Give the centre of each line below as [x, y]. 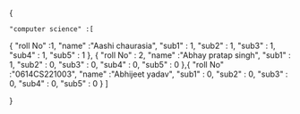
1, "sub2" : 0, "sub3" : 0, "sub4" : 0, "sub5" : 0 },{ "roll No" [116, 65]
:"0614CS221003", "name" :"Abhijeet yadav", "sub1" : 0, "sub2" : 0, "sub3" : [149, 74]
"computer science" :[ [51, 29]
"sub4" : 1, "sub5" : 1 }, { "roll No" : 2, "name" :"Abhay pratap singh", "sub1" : [150, 55]
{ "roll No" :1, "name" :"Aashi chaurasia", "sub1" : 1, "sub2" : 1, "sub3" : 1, [142, 45]
